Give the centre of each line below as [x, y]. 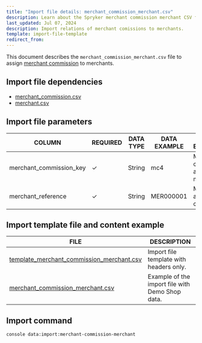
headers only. [167, 267]
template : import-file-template [47, 34]
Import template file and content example [85, 225]
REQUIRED [107, 142]
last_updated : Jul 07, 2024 [41, 23]
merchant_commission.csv [48, 96]
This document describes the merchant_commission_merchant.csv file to [94, 57]
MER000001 [169, 196]
